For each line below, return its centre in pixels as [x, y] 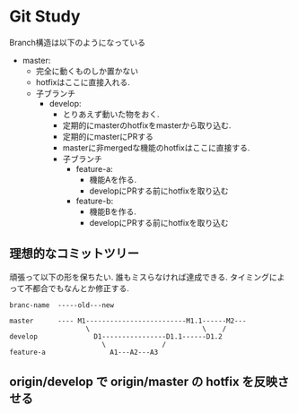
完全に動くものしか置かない [87, 71]
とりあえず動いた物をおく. [111, 114]
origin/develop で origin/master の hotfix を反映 [144, 382]
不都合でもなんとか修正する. [77, 288]
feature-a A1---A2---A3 [84, 352]
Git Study [45, 17]
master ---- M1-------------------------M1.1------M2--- [128, 321]
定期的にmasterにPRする [108, 136]
